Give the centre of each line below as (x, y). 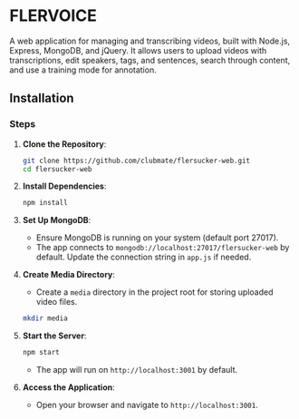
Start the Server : (54, 336)
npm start (41, 353)
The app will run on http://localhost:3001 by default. (137, 370)
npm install (45, 203)
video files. (57, 302)
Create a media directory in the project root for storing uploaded (154, 292)
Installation (42, 98)
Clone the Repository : (64, 144)
